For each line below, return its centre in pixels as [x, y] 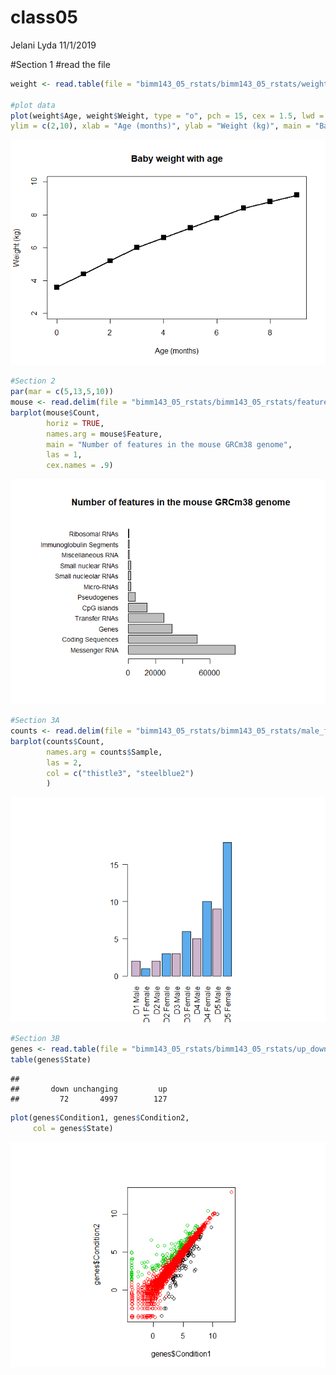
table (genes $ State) [51, 1060]
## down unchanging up [89, 1089]
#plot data [33, 105]
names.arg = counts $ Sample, [104, 752]
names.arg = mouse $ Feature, [104, 434]
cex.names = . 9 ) [80, 466]
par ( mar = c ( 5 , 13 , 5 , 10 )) [62, 392]
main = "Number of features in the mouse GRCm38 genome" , [169, 444]
